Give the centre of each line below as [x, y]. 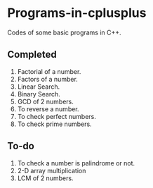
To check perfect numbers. [57, 116]
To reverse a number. [48, 109]
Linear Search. [39, 87]
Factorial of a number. [49, 71]
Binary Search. [39, 94]
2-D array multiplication [52, 170]
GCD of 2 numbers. [45, 101]
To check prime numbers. [55, 124]
